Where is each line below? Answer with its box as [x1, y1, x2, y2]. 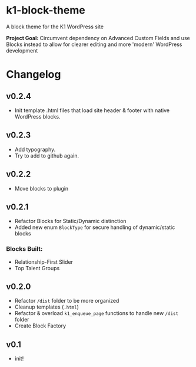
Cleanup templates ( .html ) [14, 303, 79, 310]
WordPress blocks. [14, 113, 61, 120]
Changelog [6, 68, 61, 81]
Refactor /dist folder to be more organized [14, 297, 119, 304]
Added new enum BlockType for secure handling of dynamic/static [14, 224, 175, 231]
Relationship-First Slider [14, 258, 74, 266]
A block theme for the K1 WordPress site [6, 23, 104, 30]
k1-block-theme [6, 4, 85, 17]
